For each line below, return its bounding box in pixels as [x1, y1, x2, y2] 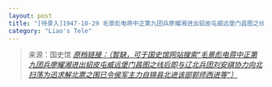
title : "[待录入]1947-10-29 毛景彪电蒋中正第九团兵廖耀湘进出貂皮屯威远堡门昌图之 [8, 19, 260, 27]
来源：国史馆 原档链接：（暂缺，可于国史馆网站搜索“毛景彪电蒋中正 [28, 50, 251, 60]
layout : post [8, 11, 53, 20]
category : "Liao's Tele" [8, 27, 92, 35]
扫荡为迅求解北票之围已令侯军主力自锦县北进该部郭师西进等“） [28, 70, 238, 80]
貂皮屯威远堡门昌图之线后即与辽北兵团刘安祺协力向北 [84, 60, 263, 69]
